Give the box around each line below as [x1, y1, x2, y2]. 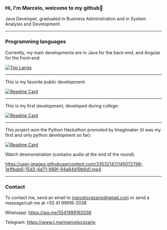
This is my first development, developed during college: [5, 103, 119, 109]
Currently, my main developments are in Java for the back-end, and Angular [5, 49, 161, 55]
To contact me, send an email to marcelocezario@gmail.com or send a [5, 194, 150, 201]
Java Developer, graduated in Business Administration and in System [5, 16, 146, 22]
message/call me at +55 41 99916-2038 [5, 200, 87, 206]
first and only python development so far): [5, 132, 91, 138]
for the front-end [5, 55, 40, 61]
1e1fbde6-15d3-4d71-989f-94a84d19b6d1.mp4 [5, 166, 101, 172]
